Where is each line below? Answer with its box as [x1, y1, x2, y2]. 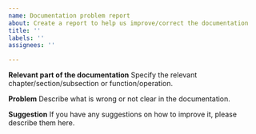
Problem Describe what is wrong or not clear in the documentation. [8, 94, 230, 104]
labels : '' [8, 33, 45, 42]
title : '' [8, 26, 42, 34]
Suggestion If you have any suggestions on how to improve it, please [8, 109, 238, 120]
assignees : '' [8, 41, 56, 49]
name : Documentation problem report [8, 11, 130, 20]
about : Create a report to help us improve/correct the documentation [8, 19, 249, 27]
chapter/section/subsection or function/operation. [8, 79, 174, 89]
